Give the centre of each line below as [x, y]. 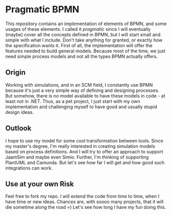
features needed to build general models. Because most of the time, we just [85, 51]
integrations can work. [29, 168]
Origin [15, 73]
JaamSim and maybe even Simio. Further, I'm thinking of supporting [77, 157]
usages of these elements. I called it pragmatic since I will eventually [78, 29]
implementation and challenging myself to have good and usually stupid [81, 107]
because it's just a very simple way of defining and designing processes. [82, 90]
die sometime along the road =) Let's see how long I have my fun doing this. [86, 207]
